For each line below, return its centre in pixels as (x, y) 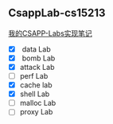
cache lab (36, 85)
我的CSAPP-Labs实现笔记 (51, 33)
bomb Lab (39, 58)
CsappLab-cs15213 (57, 13)
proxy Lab (36, 112)
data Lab (36, 49)
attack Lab (37, 67)
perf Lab (34, 76)
